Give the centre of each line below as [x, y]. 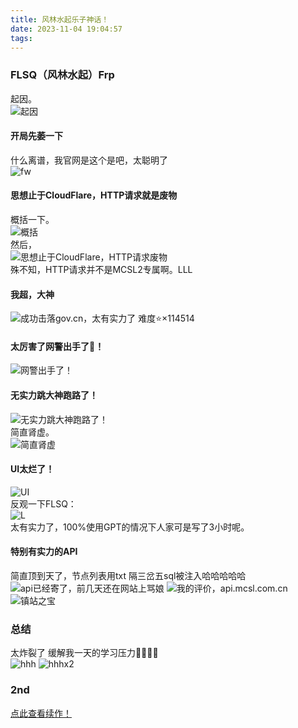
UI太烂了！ [32, 469]
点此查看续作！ [41, 713]
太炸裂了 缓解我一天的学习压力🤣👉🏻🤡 [84, 653]
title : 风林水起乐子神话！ [60, 19]
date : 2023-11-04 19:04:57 [66, 29]
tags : [21, 38]
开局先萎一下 [36, 136]
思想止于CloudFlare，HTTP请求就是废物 [94, 195]
